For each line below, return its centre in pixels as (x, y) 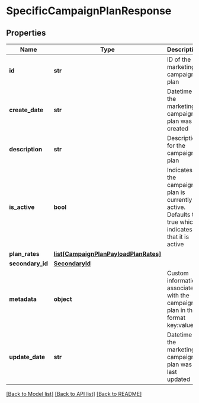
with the (178, 295)
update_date (27, 357)
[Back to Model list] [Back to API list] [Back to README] (74, 394)
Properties (26, 33)
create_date (26, 110)
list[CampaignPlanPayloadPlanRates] (107, 254)
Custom (178, 273)
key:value (180, 325)
